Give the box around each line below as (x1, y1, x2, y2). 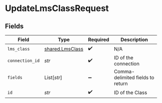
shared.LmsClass (44, 45, 83, 52)
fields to (135, 74, 154, 81)
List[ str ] (44, 74, 63, 81)
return (114, 80, 128, 87)
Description (120, 37, 148, 43)
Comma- (114, 68, 135, 75)
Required (88, 37, 109, 43)
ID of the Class (114, 89, 148, 96)
